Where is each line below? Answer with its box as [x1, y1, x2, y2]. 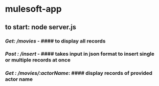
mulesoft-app [5, 3, 62, 15]
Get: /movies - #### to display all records [5, 38, 106, 44]
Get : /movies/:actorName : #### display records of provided [5, 70, 153, 77]
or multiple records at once [5, 57, 71, 64]
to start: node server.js [5, 23, 76, 31]
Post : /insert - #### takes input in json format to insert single [5, 50, 155, 57]
